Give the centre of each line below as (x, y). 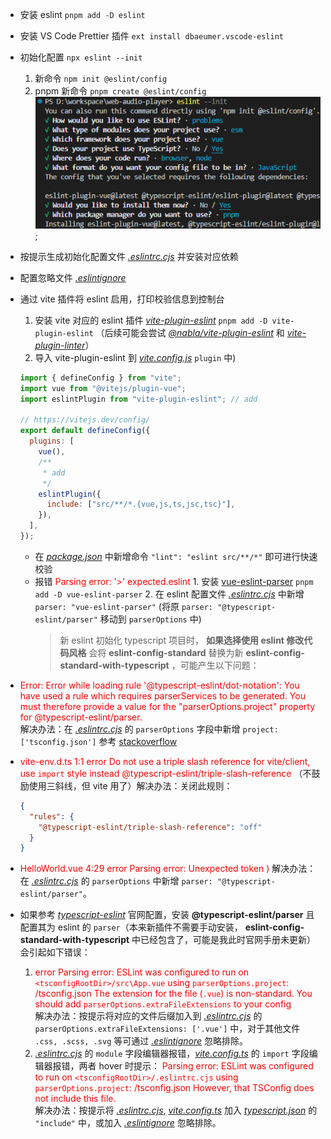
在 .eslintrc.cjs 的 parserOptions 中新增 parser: (116, 881)
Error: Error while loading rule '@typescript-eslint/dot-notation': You (159, 685)
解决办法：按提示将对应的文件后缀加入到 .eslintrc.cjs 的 (148, 1016)
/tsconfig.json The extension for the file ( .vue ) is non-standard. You (173, 994)
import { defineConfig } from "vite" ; (100, 378)
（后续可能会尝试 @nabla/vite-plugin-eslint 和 (190, 332)
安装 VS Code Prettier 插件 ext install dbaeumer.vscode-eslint (152, 36)
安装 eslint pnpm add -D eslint (82, 14)
